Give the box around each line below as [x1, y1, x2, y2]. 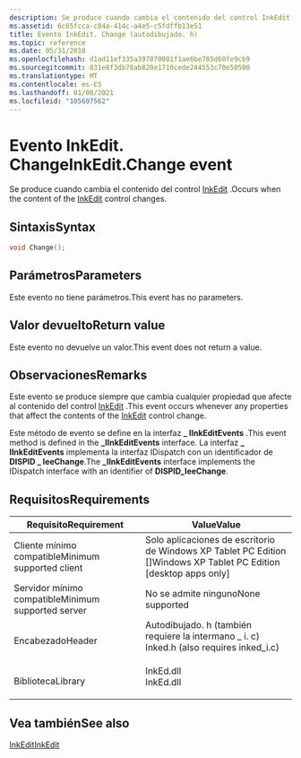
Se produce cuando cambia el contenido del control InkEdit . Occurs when [9, 184, 281, 195]
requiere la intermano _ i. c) [144, 630, 260, 642]
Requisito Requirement [26, 518, 124, 531]
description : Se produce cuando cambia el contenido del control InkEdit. [9, 13, 295, 22]
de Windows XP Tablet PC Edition [144, 545, 287, 557]
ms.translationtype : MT [9, 72, 99, 81]
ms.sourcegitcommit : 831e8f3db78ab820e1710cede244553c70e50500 [9, 64, 251, 73]
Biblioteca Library [13, 675, 86, 687]
